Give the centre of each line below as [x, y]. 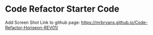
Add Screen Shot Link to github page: [42, 22]
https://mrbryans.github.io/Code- [114, 22]
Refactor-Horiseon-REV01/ [32, 27]
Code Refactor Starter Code [62, 9]
